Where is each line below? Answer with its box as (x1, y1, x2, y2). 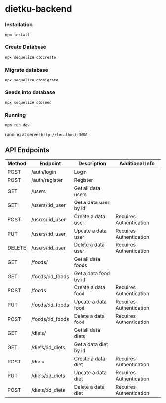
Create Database (5, 43, 46, 50)
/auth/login (31, 169, 57, 176)
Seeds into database (5, 89, 56, 96)
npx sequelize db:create (5, 55, 56, 60)
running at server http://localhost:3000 (5, 131, 88, 137)
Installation (5, 21, 33, 28)
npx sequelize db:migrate (5, 78, 58, 82)
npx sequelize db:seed (5, 100, 52, 105)
